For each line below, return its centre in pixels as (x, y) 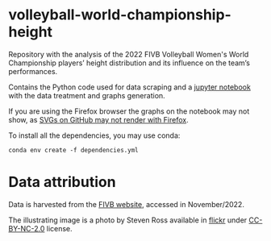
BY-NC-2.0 (27, 228)
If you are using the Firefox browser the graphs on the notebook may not (129, 111)
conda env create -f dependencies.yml (73, 150)
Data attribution (62, 182)
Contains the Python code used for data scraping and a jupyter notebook (130, 87)
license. (59, 228)
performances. (33, 71)
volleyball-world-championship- (120, 15)
